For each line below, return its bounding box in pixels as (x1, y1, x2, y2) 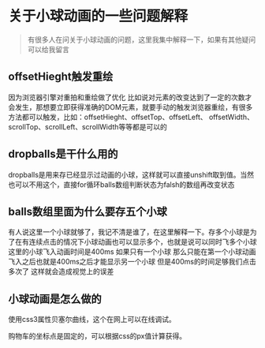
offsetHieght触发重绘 (8, 70, 114, 84)
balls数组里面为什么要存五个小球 (8, 204, 167, 218)
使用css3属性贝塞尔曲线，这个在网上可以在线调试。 (8, 315, 176, 324)
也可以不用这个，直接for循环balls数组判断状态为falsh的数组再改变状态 (8, 179, 235, 189)
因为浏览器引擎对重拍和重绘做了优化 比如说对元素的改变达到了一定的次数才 (8, 92, 252, 102)
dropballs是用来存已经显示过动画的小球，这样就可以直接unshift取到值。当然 (8, 170, 255, 179)
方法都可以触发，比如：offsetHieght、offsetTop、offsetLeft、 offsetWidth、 (8, 112, 254, 122)
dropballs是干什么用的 (8, 148, 118, 161)
